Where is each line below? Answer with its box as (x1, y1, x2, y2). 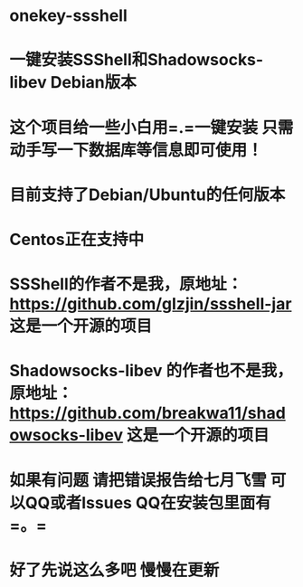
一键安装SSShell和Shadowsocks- (9, 50, 264, 71)
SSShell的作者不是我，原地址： (9, 274, 243, 295)
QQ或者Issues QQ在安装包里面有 (25, 492, 271, 513)
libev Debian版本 (9, 72, 137, 93)
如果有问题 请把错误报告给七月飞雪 (9, 469, 267, 490)
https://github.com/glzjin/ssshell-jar (9, 294, 292, 315)
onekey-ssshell (9, 5, 128, 26)
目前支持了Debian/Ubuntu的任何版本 (9, 185, 286, 204)
